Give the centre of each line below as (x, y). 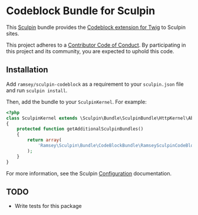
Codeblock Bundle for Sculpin (81, 11)
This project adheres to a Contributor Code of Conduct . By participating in (96, 45)
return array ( (44, 140)
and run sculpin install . (37, 90)
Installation (27, 70)
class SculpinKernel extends (42, 118)
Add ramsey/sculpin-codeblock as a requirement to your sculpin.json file (95, 84)
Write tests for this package (48, 206)
